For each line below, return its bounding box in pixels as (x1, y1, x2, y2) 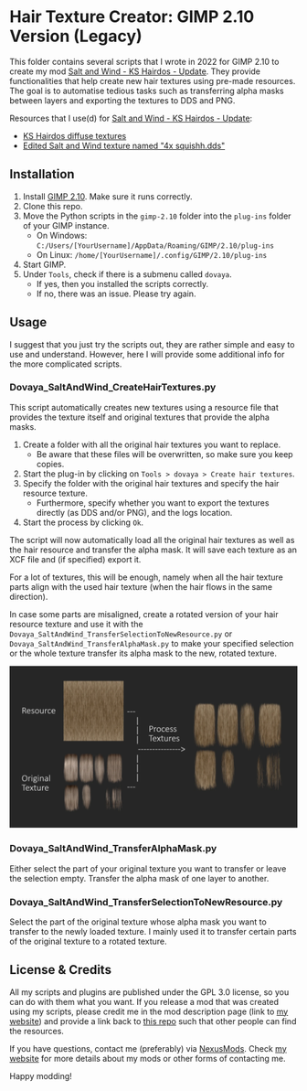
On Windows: (36, 230, 88, 241)
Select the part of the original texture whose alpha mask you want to (9, 916, 267, 927)
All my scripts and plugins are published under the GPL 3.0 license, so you (9, 986, 290, 998)
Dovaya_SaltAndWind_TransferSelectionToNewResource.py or (9, 628, 233, 639)
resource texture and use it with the (9, 618, 143, 629)
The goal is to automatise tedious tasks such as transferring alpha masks (9, 85, 285, 96)
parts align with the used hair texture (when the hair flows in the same (9, 581, 272, 592)
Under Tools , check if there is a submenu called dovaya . (22, 268, 233, 280)
